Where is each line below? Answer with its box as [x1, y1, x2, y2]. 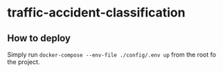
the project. [7, 58, 40, 66]
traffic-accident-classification [7, 5, 186, 21]
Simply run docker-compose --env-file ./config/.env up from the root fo [7, 50, 217, 59]
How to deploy [7, 32, 71, 44]
